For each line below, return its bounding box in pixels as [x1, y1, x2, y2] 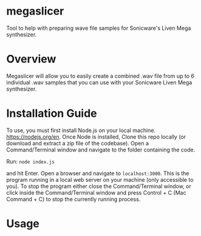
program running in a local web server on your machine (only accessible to [6, 176, 194, 183]
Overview [6, 52, 56, 66]
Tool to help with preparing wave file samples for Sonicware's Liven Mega [6, 24, 191, 32]
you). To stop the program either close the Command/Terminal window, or [6, 182, 191, 190]
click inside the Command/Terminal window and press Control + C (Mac [6, 189, 186, 196]
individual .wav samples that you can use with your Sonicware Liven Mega [6, 78, 192, 86]
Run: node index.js [6, 158, 55, 165]
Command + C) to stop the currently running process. [6, 195, 141, 203]
